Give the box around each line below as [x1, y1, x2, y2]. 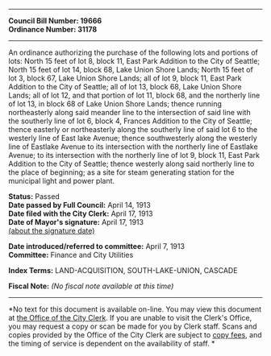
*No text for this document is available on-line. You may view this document [8, 304, 262, 314]
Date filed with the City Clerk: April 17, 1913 [8, 209, 153, 218]
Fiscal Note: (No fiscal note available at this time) [8, 281, 174, 291]
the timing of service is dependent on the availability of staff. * [8, 339, 215, 348]
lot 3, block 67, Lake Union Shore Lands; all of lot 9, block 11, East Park [8, 73, 242, 83]
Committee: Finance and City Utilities [8, 250, 134, 259]
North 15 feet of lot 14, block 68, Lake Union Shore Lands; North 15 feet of [8, 65, 254, 74]
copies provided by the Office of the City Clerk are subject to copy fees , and [8, 330, 262, 339]
